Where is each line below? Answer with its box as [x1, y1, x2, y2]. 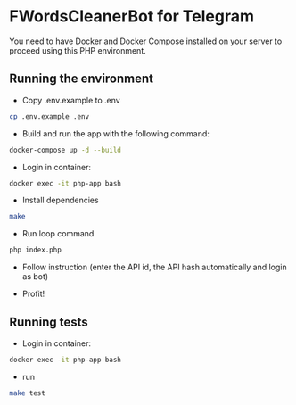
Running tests [9, 314, 89, 329]
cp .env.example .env [9, 112, 90, 121]
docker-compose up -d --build [9, 145, 122, 154]
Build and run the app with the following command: [21, 128, 210, 139]
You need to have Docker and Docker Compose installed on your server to [9, 36, 283, 46]
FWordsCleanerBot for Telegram [9, 6, 255, 27]
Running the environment [9, 71, 154, 87]
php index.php [9, 245, 62, 255]
